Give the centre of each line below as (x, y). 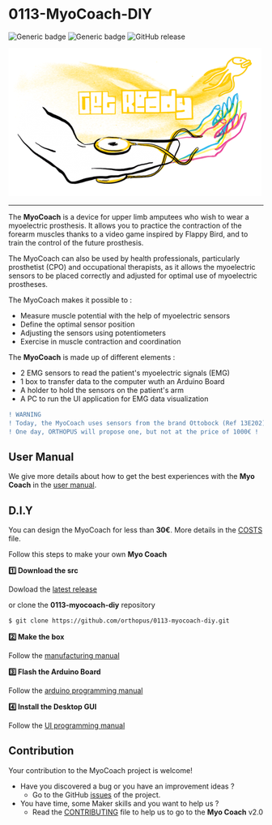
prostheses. (28, 284)
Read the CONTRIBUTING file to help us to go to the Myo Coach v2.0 (148, 812)
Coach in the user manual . (53, 485)
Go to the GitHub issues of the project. (96, 794)
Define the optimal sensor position (77, 324)
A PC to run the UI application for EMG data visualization (114, 399)
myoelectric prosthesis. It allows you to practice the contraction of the (125, 225)
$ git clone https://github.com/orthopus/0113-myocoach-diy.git (119, 621)
